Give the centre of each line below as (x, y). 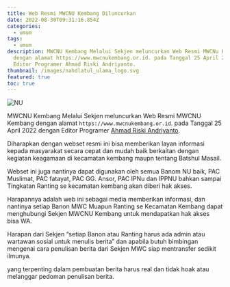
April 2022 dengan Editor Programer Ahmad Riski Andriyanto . (94, 131)
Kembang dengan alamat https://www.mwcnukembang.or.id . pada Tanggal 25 (115, 123)
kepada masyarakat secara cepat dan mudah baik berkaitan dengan (103, 151)
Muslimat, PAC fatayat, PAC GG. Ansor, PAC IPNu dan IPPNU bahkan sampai (114, 179)
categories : (24, 26)
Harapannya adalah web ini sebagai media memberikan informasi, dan (106, 200)
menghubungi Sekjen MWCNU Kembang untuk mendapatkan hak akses (108, 214)
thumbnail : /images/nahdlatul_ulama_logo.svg (73, 70)
